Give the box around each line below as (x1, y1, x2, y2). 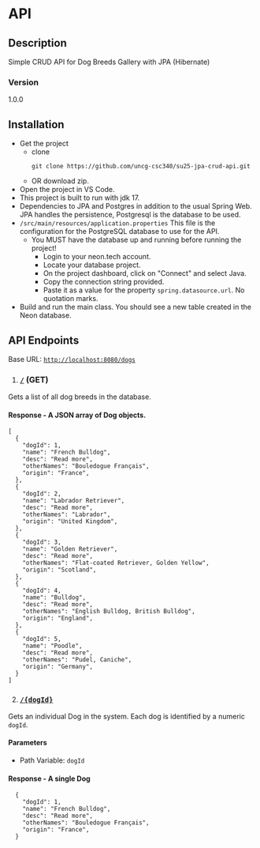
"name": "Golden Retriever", (22, 545, 118, 553)
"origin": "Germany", (22, 663, 93, 671)
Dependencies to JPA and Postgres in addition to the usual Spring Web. (19, 202, 252, 211)
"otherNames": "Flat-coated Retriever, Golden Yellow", (22, 559, 210, 567)
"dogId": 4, (22, 586, 61, 595)
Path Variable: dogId (19, 756, 85, 765)
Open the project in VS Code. (19, 185, 116, 194)
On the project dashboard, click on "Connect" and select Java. (43, 269, 247, 278)
